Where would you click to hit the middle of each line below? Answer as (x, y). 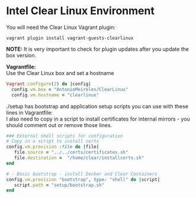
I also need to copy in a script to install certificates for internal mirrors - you (98, 119)
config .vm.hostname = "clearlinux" (55, 95)
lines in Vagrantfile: (30, 112)
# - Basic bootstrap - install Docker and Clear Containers (82, 174)
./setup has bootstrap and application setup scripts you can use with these (97, 106)
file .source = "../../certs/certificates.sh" (71, 152)
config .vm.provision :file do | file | (53, 147)
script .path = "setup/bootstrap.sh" (59, 185)
